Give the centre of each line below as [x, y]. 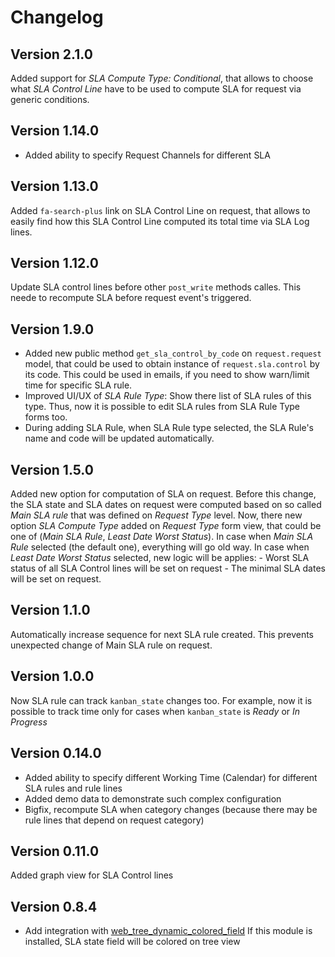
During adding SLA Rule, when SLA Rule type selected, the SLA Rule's [169, 428]
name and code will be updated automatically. [119, 438]
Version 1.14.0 [55, 131]
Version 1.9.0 [52, 329]
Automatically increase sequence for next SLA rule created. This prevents [162, 634]
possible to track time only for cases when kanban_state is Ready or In [155, 711]
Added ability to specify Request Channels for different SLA [147, 155]
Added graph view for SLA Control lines [92, 875]
